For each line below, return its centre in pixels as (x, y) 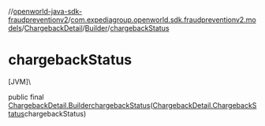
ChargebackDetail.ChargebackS (205, 105)
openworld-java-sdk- (48, 11)
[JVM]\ (20, 81)
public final (26, 97)
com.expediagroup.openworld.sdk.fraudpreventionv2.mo (163, 20)
